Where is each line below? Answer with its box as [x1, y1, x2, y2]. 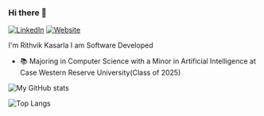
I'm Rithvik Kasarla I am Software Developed [8, 41, 153, 50]
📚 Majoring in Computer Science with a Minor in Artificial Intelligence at [19, 56, 256, 66]
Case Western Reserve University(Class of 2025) [19, 68, 181, 78]
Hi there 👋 [8, 7, 48, 18]
